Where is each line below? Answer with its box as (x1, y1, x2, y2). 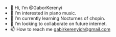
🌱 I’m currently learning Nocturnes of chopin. (10, 15, 106, 21)
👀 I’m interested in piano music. (10, 10, 77, 16)
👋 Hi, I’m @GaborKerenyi (10, 5, 62, 10)
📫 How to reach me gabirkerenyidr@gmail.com (10, 26, 111, 32)
